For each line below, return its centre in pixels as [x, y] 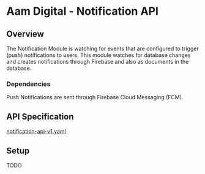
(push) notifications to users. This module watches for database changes [99, 55]
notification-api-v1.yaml [36, 131]
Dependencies [28, 84]
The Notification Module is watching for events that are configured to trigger [102, 48]
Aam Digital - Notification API [83, 11]
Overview [25, 34]
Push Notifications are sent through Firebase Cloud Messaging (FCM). [95, 97]
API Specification [40, 117]
